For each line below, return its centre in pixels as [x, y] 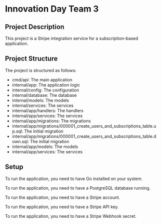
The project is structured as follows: [41, 70]
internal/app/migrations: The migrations [51, 121]
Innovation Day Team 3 [52, 9]
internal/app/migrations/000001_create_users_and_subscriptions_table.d [84, 136]
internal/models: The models [40, 100]
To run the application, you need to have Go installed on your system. [74, 179]
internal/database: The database [44, 95]
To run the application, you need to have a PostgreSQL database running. [78, 188]
